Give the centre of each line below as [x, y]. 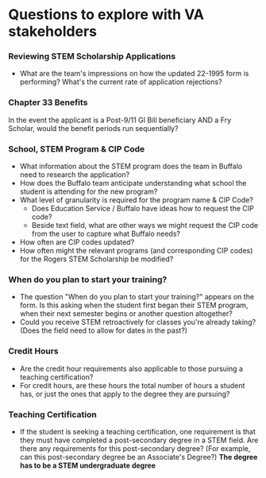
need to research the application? [75, 175]
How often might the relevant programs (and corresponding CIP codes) [136, 251]
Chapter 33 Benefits [48, 102]
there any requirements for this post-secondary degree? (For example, [135, 448]
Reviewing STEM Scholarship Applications [92, 56]
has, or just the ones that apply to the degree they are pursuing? [125, 394]
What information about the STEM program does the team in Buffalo [131, 166]
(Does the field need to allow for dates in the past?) [104, 330]
